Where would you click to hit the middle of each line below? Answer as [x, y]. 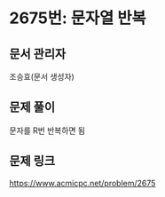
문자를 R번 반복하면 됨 [47, 130]
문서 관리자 [38, 54]
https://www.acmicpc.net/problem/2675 [82, 183]
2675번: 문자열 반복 [78, 18]
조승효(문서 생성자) [42, 77]
